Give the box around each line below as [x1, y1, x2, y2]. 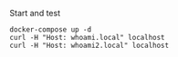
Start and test [9, 8, 61, 18]
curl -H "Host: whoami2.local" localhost [9, 41, 170, 50]
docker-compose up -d [9, 25, 92, 34]
